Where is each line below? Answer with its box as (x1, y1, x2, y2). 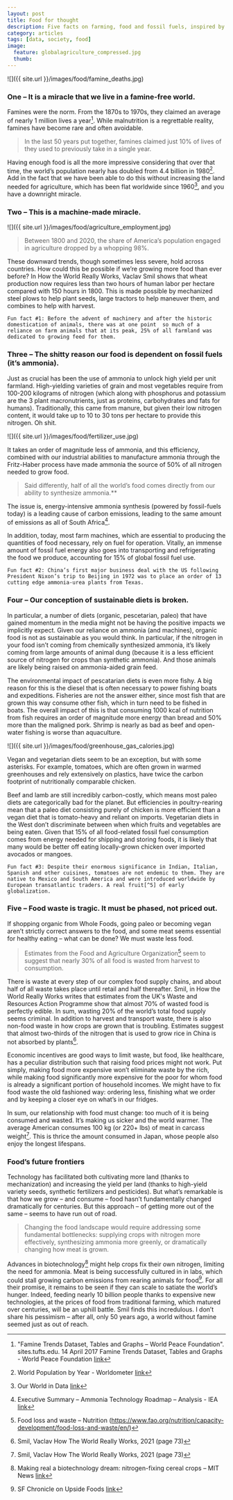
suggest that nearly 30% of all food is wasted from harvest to (24, 956, 200, 964)
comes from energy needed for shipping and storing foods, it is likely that (7, 835, 217, 843)
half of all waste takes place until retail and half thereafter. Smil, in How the (7, 984, 221, 993)
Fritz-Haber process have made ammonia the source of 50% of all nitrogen (7, 460, 222, 468)
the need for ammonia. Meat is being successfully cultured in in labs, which (7, 1267, 223, 1275)
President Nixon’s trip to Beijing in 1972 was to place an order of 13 (7, 573, 222, 580)
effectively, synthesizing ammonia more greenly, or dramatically (24, 1238, 207, 1246)
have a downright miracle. (7, 190, 82, 198)
